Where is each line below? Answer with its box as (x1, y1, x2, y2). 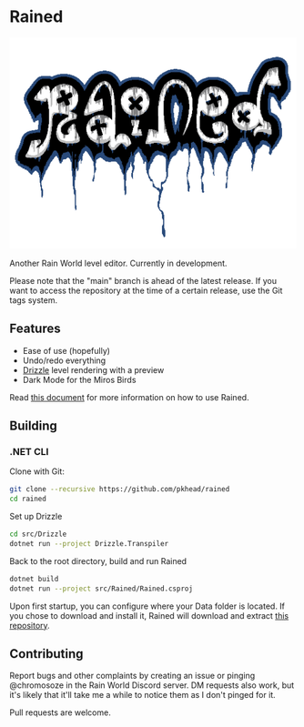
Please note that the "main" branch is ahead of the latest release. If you (9, 275, 278, 286)
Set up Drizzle (9, 511, 63, 522)
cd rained (9, 494, 47, 504)
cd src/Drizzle (9, 530, 67, 539)
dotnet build (9, 574, 59, 583)
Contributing (9, 646, 84, 661)
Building (9, 419, 57, 434)
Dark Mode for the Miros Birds (22, 374, 137, 385)
